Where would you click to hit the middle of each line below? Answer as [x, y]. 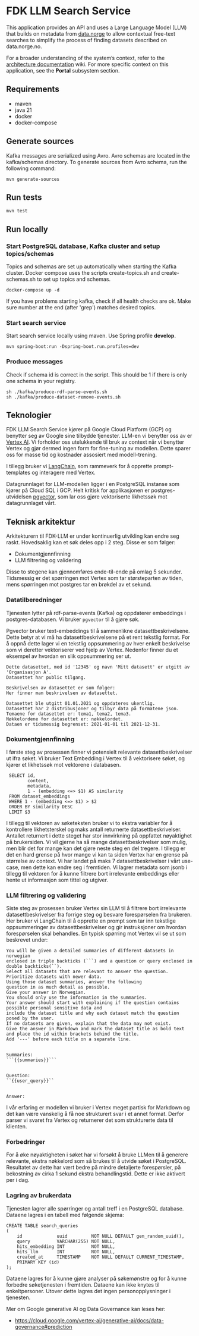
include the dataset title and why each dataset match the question [93, 1013]
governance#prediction [43, 1326]
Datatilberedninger [34, 600]
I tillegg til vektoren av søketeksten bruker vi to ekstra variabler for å [89, 823]
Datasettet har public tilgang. [46, 677]
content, [38, 780]
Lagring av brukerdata [39, 1196]
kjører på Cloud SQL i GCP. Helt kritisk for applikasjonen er [78, 490]
